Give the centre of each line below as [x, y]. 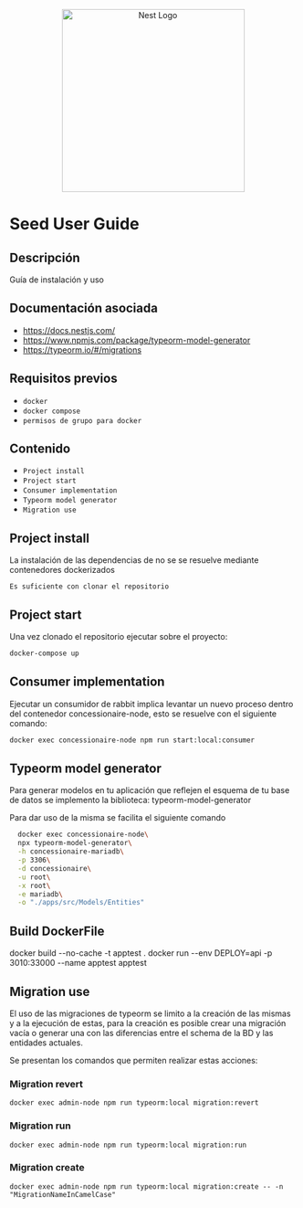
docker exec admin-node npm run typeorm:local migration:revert [134, 1103]
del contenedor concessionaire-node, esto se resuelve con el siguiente [143, 714]
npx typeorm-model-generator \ [75, 843]
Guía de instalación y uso [57, 280]
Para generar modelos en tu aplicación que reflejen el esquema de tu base [150, 790]
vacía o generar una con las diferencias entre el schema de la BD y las [141, 1033]
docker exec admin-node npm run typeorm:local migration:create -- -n [146, 1187]
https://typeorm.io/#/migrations [82, 350]
